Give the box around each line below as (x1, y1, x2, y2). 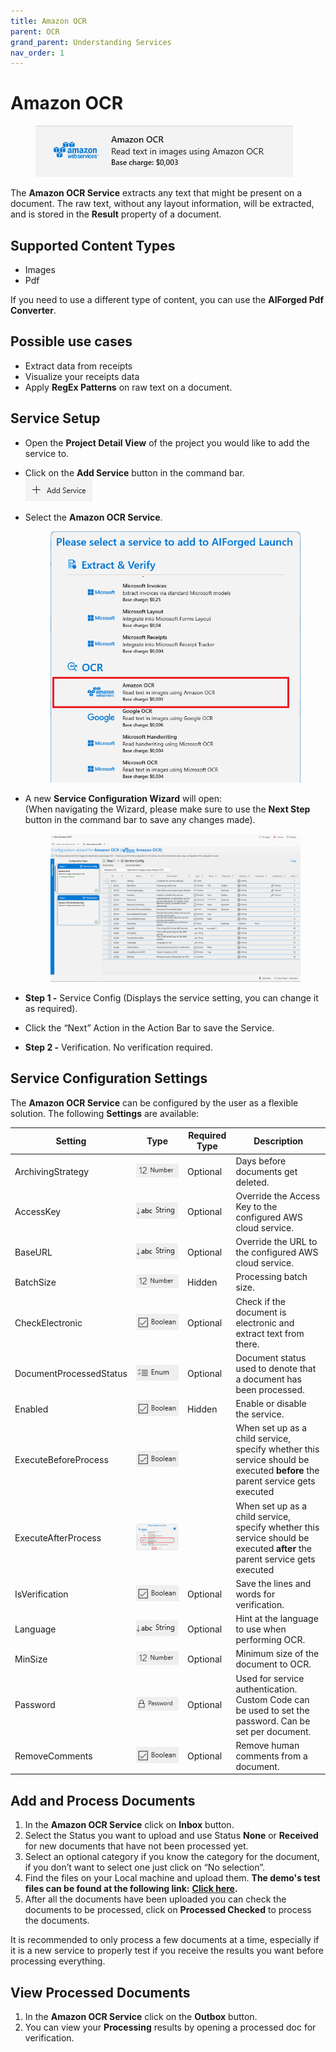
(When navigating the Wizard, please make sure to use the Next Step (24, 803, 311, 815)
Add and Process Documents (10, 1792, 196, 1809)
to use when (235, 1623, 287, 1635)
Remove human (235, 1739, 300, 1751)
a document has (235, 1373, 302, 1385)
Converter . (10, 305, 57, 316)
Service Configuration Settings (10, 1070, 208, 1087)
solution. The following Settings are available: (10, 1107, 200, 1119)
